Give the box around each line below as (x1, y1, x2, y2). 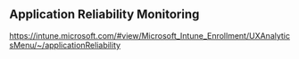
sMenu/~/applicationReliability (9, 40, 121, 50)
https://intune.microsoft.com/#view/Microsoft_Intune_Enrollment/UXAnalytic (9, 30, 290, 41)
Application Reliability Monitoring (9, 7, 200, 22)
